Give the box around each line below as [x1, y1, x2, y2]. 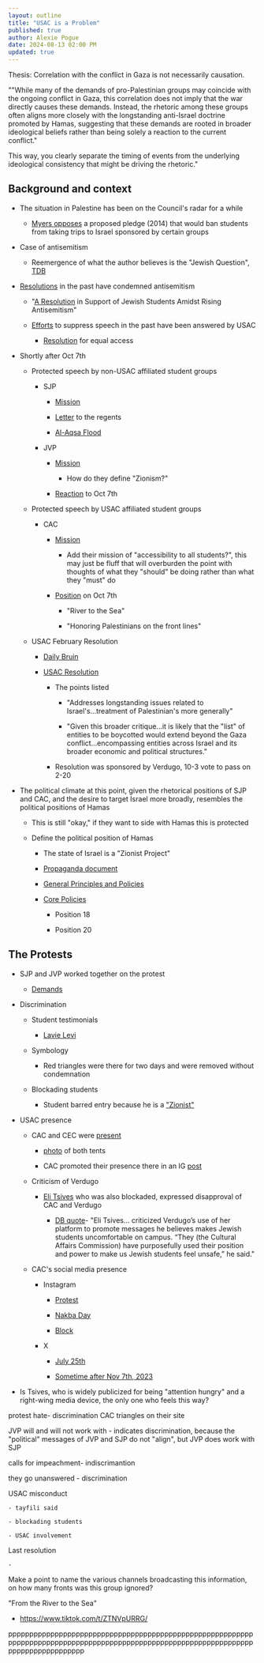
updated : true [8, 48, 55, 56]
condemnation [43, 1069, 91, 1079]
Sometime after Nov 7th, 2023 [54, 1371, 154, 1381]
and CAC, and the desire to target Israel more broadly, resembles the [19, 794, 243, 803]
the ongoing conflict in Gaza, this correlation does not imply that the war [8, 94, 243, 103]
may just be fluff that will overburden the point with [66, 558, 232, 568]
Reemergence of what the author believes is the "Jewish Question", [31, 258, 250, 267]
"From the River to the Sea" [8, 1598, 97, 1608]
